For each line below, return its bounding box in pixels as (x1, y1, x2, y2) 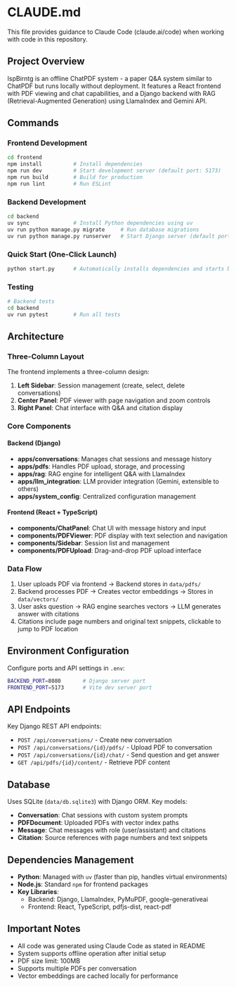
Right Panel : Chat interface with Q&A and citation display (17, 404, 183, 412)
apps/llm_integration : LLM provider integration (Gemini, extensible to (17, 477, 219, 485)
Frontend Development (7, 138, 88, 148)
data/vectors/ (17, 596, 59, 603)
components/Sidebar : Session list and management (17, 538, 170, 547)
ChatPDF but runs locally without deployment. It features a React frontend (7, 82, 221, 90)
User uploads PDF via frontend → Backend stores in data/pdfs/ (17, 580, 202, 588)
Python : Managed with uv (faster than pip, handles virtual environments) (17, 873, 228, 881)
